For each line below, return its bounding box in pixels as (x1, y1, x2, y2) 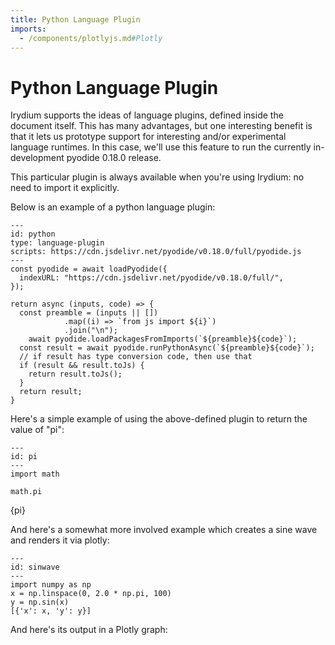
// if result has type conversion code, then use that (19, 352, 253, 362)
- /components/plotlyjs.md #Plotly (19, 33, 163, 43)
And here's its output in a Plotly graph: (10, 624, 168, 636)
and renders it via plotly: (10, 534, 110, 546)
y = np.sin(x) (10, 597, 70, 608)
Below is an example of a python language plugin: (10, 201, 216, 213)
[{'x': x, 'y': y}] (10, 606, 92, 616)
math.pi (10, 487, 43, 497)
